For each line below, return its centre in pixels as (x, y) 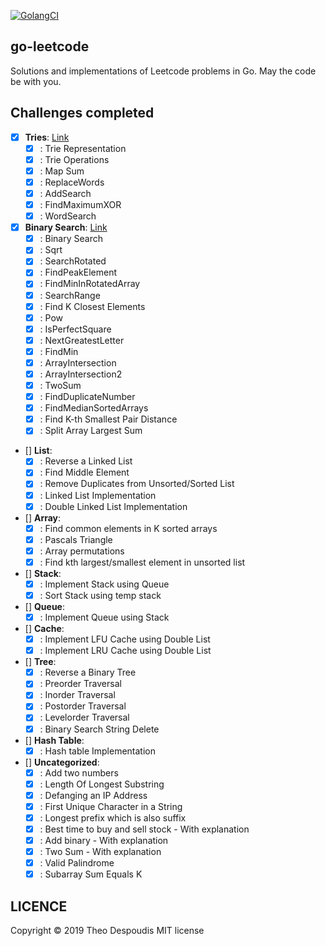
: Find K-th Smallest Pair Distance (108, 419)
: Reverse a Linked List (86, 461)
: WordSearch (68, 216)
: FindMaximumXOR (80, 204)
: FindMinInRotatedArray (90, 284)
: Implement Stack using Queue (104, 584)
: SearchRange (70, 295)
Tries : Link (47, 137)
